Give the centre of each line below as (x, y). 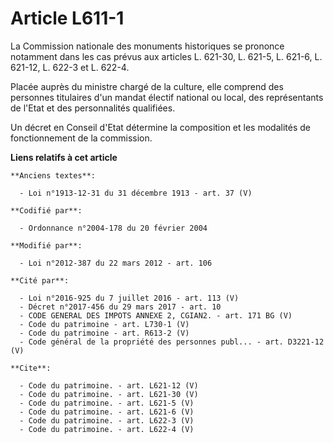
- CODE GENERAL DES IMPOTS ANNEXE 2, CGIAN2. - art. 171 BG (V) (156, 315)
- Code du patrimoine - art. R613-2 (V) (104, 333)
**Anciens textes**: (53, 175)
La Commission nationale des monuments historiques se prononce (147, 46)
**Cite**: (31, 368)
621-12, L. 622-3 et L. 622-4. (70, 67)
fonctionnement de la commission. (81, 138)
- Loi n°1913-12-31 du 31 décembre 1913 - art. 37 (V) (136, 193)
